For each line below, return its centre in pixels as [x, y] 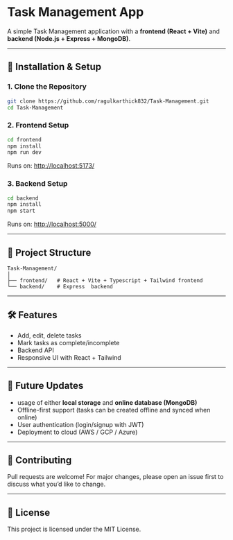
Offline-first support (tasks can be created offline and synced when [114, 410]
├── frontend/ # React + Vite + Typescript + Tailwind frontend [105, 281]
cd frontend [24, 139]
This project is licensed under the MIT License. [74, 529]
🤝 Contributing [40, 461]
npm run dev [24, 153]
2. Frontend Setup [38, 125]
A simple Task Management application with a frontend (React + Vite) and [114, 31]
